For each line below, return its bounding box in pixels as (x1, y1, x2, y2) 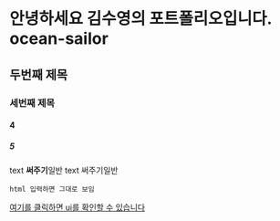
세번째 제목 (9, 97, 56, 110)
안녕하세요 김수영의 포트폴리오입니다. (9, 8, 272, 29)
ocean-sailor (9, 28, 109, 49)
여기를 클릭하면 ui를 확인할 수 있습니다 (9, 202, 146, 213)
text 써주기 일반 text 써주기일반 (9, 165, 119, 176)
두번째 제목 (9, 67, 68, 82)
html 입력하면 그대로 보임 (9, 184, 95, 195)
